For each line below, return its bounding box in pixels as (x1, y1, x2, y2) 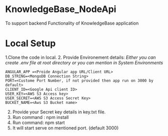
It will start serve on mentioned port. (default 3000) (12, 124, 119, 131)
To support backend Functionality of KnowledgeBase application (5, 20, 139, 26)
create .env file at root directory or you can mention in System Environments (5, 59, 163, 66)
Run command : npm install (12, 114, 69, 120)
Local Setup (5, 38, 56, 49)
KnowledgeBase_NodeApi (5, 4, 116, 15)
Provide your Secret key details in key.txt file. (12, 109, 106, 115)
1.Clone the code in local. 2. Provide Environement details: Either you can (5, 54, 156, 60)
